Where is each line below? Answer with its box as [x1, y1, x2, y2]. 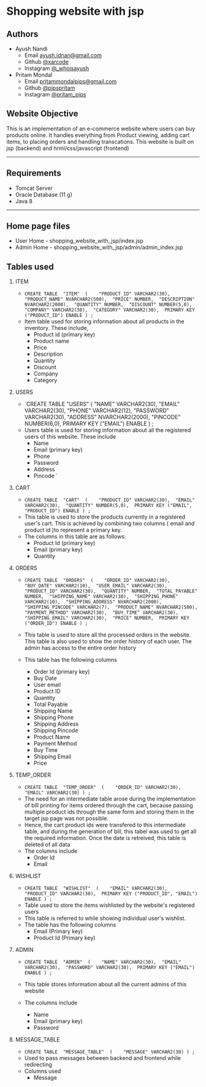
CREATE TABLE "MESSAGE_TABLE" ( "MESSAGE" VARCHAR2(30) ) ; [24, 1049, 195, 1055]
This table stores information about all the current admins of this [24, 981, 187, 988]
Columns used [24, 1067, 61, 1075]
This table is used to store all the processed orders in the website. [24, 631, 191, 638]
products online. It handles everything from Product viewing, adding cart [6, 131, 190, 139]
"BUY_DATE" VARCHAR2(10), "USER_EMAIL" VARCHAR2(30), [24, 583, 167, 589]
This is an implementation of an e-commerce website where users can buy [6, 125, 196, 132]
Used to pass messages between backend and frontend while [24, 1054, 181, 1062]
